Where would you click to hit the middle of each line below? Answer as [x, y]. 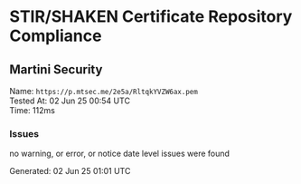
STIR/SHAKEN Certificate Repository [151, 17]
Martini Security [56, 69]
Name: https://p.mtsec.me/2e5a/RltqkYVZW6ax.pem [104, 91]
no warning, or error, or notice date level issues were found [120, 154]
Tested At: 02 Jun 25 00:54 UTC [70, 101]
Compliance [56, 36]
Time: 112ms [33, 110]
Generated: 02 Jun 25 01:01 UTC [70, 171]
